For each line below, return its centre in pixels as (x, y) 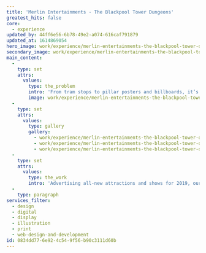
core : (13, 23)
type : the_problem (52, 87)
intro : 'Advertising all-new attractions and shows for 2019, (109, 184)
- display (24, 218)
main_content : (25, 58)
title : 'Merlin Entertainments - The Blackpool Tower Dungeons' (90, 12)
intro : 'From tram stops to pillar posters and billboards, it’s (114, 92)
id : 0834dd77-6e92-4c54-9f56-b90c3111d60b (61, 240)
